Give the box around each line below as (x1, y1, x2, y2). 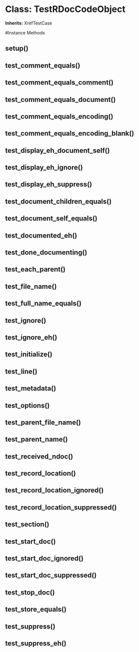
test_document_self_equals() (5, 214, 98, 223)
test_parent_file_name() (5, 418, 81, 426)
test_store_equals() (5, 605, 67, 613)
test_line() (5, 367, 37, 375)
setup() (5, 44, 29, 53)
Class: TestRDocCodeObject (5, 3, 126, 15)
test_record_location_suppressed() (5, 503, 117, 511)
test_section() (5, 520, 50, 528)
